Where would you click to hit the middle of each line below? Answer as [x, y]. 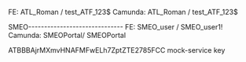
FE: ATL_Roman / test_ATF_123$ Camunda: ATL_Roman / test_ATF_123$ [123, 12]
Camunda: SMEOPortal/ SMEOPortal [67, 35]
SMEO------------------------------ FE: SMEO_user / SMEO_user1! [116, 27]
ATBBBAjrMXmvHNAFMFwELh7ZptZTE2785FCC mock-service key [117, 50]
